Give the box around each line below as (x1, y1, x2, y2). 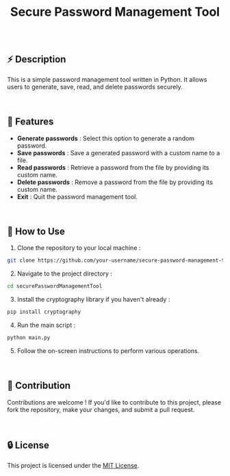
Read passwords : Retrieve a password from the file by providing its (16, 163, 209, 172)
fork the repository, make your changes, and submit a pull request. (7, 405, 195, 413)
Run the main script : (16, 321, 76, 329)
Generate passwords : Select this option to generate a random (16, 134, 195, 142)
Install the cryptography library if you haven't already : (16, 295, 170, 304)
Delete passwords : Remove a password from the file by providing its (16, 178, 214, 186)
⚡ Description (7, 54, 66, 65)
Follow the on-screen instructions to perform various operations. (16, 346, 200, 354)
